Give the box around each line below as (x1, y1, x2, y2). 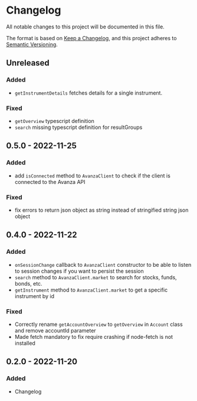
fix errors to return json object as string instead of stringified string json (14, 206, 189, 214)
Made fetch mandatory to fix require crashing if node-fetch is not (14, 333, 173, 340)
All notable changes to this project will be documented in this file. (6, 23, 165, 30)
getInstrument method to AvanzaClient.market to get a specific (14, 286, 168, 293)
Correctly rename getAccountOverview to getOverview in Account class (14, 321, 183, 328)
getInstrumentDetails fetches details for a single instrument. (14, 89, 163, 96)
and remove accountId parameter (14, 326, 96, 334)
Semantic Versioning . (6, 41, 58, 48)
